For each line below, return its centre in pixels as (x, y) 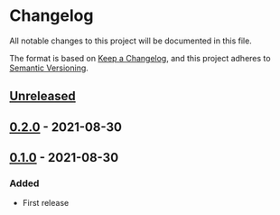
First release (46, 203)
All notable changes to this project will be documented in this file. (131, 41)
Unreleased (43, 96)
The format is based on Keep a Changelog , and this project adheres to (140, 58)
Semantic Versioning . (49, 68)
